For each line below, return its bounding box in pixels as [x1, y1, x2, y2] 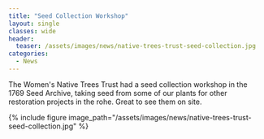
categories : [8, 50, 49, 58]
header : [8, 34, 35, 43]
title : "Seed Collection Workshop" [8, 11, 129, 20]
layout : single [8, 20, 60, 28]
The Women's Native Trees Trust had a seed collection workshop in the [8, 79, 248, 89]
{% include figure [8, 112, 67, 122]
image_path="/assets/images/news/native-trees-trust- [68, 112, 252, 122]
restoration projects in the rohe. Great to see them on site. [8, 97, 202, 106]
